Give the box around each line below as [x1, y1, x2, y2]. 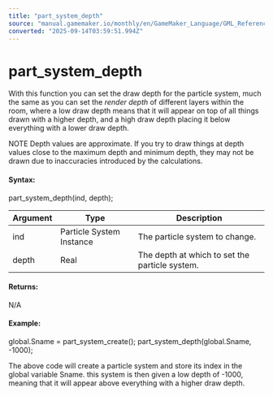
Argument [12, 212, 53, 223]
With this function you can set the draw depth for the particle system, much [8, 88, 262, 98]
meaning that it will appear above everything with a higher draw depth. [8, 378, 245, 388]
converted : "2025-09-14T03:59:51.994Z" [8, 27, 144, 35]
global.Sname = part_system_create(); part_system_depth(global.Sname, [8, 336, 252, 346]
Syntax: [8, 174, 36, 184]
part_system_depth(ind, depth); [8, 192, 114, 203]
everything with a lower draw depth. [8, 123, 130, 133]
